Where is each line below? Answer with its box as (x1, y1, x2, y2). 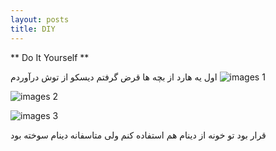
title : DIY (10, 24, 56, 34)
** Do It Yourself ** (10, 51, 90, 63)
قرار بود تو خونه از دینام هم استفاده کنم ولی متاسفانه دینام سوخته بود (10, 129, 267, 141)
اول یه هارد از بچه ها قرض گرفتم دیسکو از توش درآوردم (10, 71, 218, 83)
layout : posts (10, 14, 70, 25)
